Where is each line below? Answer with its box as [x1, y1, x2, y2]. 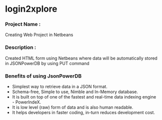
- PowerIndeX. [12, 99, 41, 105]
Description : [5, 44, 36, 51]
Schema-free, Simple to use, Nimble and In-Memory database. [12, 89, 138, 95]
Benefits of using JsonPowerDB [5, 72, 82, 79]
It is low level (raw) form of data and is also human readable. [12, 104, 134, 110]
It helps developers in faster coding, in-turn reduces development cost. [12, 110, 155, 116]
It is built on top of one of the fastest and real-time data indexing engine [12, 94, 157, 100]
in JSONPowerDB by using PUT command [5, 60, 90, 66]
